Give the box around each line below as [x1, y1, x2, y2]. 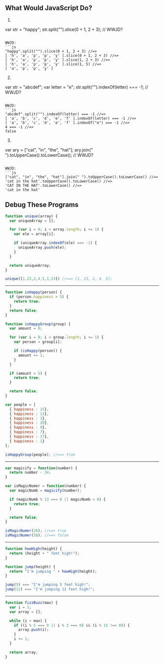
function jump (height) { [5, 564, 56, 569]
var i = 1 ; [9, 605, 32, 610]
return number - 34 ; [9, 470, 51, 475]
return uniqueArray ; [9, 263, 51, 268]
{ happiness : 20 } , [9, 420, 49, 426]
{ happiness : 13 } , [9, 411, 49, 416]
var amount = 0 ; [9, 326, 42, 331]
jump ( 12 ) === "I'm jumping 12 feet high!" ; [5, 587, 95, 592]
